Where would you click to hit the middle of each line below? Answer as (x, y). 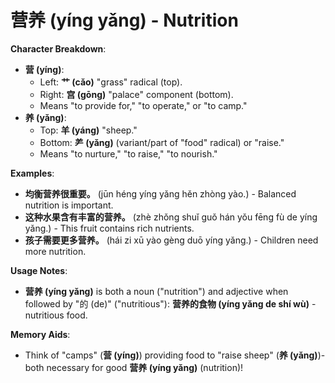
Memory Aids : (40, 334)
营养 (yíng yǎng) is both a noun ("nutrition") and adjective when (156, 291)
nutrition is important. (69, 205)
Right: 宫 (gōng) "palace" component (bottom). (136, 94)
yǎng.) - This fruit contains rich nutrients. (109, 228)
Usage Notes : (39, 270)
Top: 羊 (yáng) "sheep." (88, 130)
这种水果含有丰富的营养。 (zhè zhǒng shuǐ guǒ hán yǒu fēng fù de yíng (171, 217)
